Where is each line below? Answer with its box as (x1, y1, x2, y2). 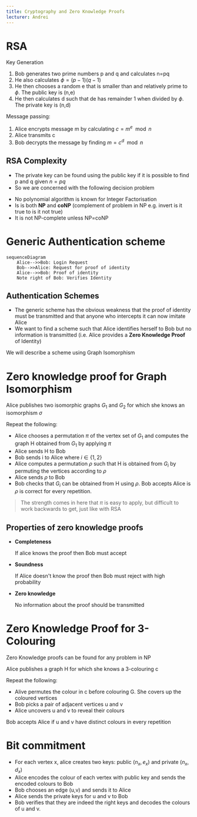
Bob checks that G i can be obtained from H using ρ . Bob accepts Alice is (14, 480, 191, 489)
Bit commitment (6, 739, 86, 752)
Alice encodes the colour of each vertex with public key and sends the (14, 773, 186, 781)
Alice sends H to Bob (14, 447, 66, 454)
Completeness (14, 538, 52, 545)
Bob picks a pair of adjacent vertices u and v (14, 700, 123, 708)
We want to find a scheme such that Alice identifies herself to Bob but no (14, 325, 192, 333)
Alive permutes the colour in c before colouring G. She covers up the (14, 688, 181, 695)
